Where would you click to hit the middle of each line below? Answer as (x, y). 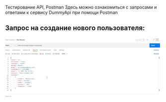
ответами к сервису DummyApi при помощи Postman (62, 12)
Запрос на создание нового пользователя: (75, 28)
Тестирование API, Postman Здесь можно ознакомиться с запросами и (81, 7)
